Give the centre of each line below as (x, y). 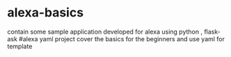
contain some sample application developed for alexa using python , (105, 32)
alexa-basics (46, 13)
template (20, 46)
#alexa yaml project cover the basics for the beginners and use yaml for (121, 38)
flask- (212, 32)
